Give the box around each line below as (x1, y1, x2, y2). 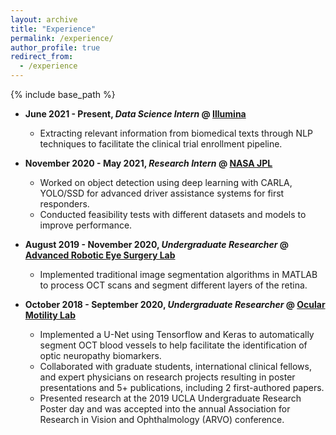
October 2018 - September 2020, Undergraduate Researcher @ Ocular (24, 299, 326, 310)
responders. (39, 198, 90, 210)
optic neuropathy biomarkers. (39, 350, 162, 361)
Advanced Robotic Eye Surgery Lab (24, 249, 176, 261)
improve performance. (39, 219, 133, 231)
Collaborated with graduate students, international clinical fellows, (39, 361, 312, 372)
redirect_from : (10, 52, 74, 62)
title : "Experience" (10, 24, 97, 34)
